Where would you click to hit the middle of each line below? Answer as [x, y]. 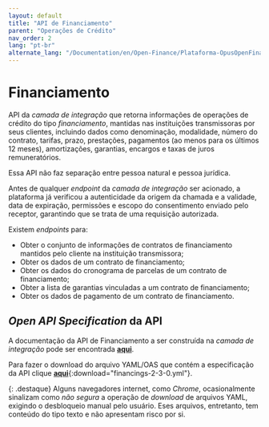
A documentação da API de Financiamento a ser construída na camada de [131, 340]
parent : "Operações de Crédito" [62, 30]
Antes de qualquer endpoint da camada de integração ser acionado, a [124, 188]
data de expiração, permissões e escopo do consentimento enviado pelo [128, 205]
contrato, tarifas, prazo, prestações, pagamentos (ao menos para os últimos [134, 140]
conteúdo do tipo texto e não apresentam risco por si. [97, 414]
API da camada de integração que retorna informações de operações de [128, 115]
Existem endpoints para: [48, 229]
